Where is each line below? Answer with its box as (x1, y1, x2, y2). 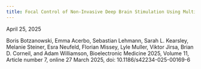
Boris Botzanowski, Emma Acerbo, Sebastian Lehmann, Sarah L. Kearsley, (6, 37, 189, 44)
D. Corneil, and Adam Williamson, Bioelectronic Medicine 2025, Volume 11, (6, 49, 190, 57)
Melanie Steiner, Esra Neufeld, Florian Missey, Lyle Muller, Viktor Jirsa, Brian (6, 43, 194, 50)
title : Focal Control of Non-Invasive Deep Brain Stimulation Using (6, 8, 181, 15)
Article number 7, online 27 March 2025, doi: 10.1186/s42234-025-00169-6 (6, 56, 190, 63)
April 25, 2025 (6, 25, 42, 32)
